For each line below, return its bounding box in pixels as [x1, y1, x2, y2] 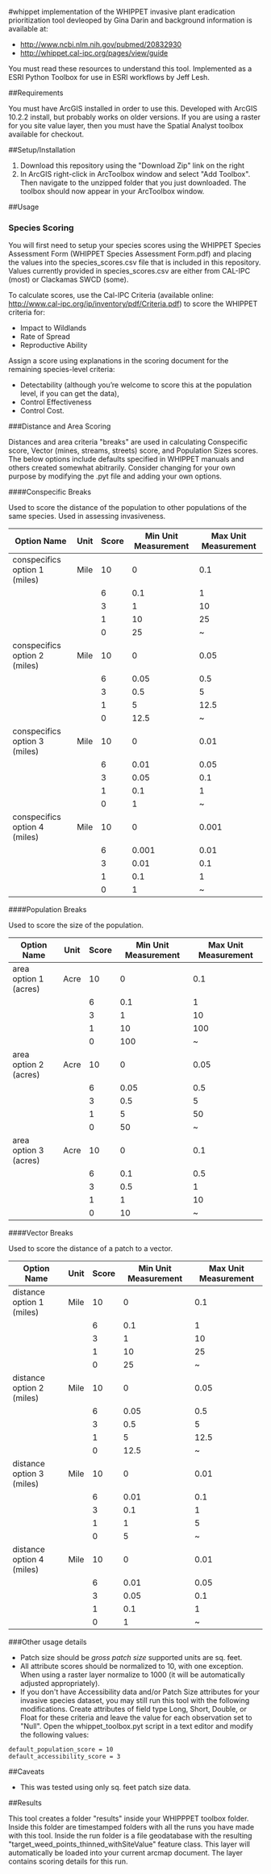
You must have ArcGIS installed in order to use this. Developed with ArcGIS [8, 104, 258, 113]
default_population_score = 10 [8, 1746, 114, 1754]
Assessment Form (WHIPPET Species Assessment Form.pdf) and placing [8, 249, 252, 259]
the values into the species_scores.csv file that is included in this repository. [8, 257, 261, 267]
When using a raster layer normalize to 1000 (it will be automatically [19, 1670, 245, 1679]
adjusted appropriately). [19, 1679, 101, 1688]
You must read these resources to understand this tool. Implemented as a [8, 64, 252, 73]
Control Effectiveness [19, 397, 92, 407]
